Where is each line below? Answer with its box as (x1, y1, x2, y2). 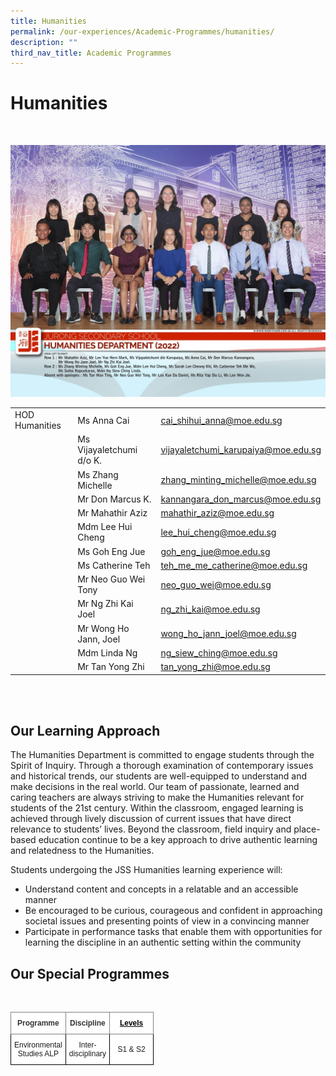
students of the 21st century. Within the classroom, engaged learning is (10, 802, 304, 814)
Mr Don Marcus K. (77, 493, 152, 505)
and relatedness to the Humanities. (10, 845, 155, 857)
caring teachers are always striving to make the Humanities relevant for (10, 791, 305, 804)
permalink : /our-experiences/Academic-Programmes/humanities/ (10, 26, 275, 37)
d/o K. (77, 455, 103, 467)
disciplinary (68, 1049, 107, 1059)
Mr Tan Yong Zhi (77, 661, 145, 673)
